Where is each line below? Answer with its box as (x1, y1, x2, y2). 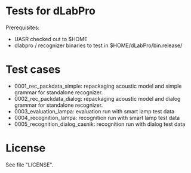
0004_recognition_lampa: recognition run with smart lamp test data (14, 114, 180, 121)
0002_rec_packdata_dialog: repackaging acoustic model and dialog (14, 95, 181, 102)
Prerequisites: (5, 24, 40, 31)
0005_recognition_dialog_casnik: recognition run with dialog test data (14, 121, 186, 128)
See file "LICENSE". (5, 161, 54, 168)
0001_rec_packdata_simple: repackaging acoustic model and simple (14, 82, 182, 89)
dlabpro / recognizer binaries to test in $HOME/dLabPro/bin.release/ (14, 42, 183, 49)
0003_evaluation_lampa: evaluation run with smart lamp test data (14, 107, 175, 115)
